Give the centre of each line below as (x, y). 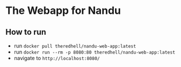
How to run (26, 32)
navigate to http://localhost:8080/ (57, 58)
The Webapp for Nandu (63, 11)
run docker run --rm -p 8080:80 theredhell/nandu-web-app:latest (95, 52)
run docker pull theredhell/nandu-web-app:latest (75, 46)
